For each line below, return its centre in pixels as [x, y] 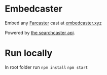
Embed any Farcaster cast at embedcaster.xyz [53, 23]
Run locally [29, 53]
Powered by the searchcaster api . [40, 32]
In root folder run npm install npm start [46, 67]
